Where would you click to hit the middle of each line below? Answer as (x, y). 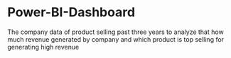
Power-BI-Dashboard (71, 12)
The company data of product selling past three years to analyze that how (116, 32)
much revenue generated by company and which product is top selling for (116, 39)
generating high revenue (43, 47)
